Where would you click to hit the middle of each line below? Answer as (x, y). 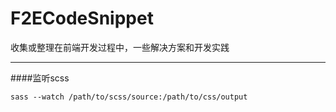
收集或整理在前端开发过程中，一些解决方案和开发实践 (120, 47)
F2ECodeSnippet (82, 18)
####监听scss (40, 78)
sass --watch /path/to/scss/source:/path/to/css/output (129, 97)
